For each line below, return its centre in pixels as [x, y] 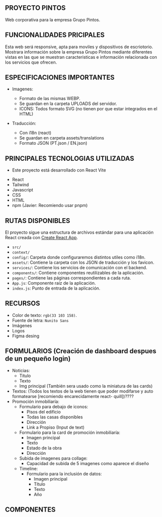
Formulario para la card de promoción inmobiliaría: [70, 432]
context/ [21, 253]
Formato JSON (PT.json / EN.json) [53, 143]
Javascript [23, 190]
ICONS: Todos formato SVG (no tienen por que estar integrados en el [88, 109]
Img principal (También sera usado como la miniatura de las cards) [86, 386]
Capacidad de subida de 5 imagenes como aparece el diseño [88, 463]
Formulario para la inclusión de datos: [64, 474]
